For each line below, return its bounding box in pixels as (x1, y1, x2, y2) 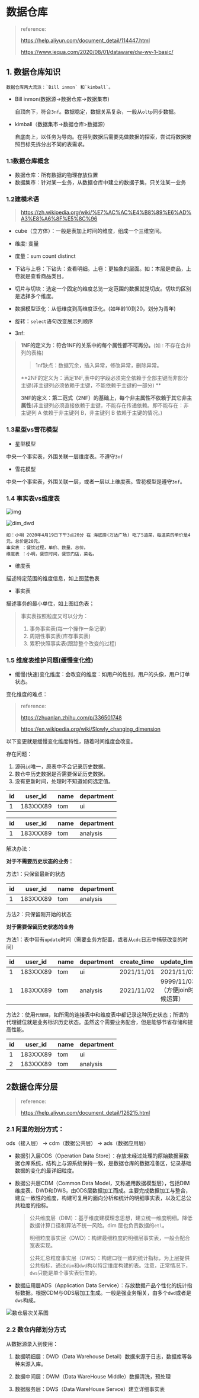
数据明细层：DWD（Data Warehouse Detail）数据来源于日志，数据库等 (14, 1352, 188, 1360)
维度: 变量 (14, 240, 39, 247)
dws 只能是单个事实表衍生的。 (29, 1269, 101, 1277)
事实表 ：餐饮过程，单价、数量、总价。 (6, 545, 89, 551)
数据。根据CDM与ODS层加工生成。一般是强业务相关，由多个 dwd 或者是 (20, 1290, 192, 1297)
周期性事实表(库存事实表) (29, 632, 91, 639)
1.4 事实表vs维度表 (6, 494, 60, 503)
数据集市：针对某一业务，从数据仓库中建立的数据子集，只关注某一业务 (14, 179, 187, 186)
